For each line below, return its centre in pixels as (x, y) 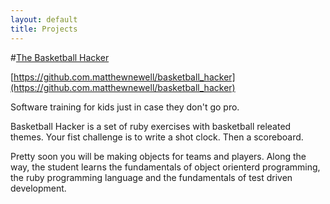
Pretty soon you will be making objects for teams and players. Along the (158, 156)
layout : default (44, 19)
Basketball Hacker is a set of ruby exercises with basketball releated (151, 126)
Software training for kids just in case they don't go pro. (125, 107)
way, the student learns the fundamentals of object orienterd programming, (165, 167)
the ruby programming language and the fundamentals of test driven (151, 177)
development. (38, 188)
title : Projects (44, 29)
